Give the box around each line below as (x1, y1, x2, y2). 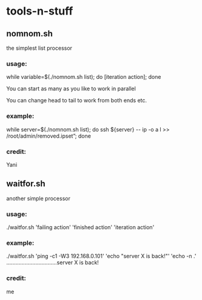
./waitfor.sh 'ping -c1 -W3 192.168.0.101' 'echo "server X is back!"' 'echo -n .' (6, 253, 197, 260)
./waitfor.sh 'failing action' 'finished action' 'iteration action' (6, 224, 155, 231)
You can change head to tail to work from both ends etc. (6, 97, 147, 104)
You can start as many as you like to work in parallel (6, 85, 136, 92)
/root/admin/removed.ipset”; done (6, 132, 91, 139)
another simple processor (6, 195, 71, 202)
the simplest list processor (6, 44, 73, 52)
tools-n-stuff (6, 4, 73, 18)
